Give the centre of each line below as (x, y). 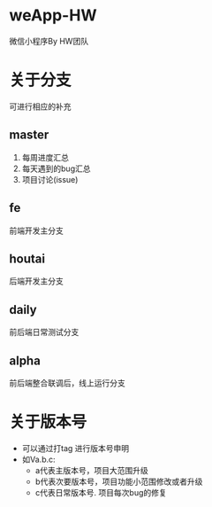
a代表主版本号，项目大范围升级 (91, 470)
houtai (27, 258)
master (29, 135)
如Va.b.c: (38, 459)
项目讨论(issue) (50, 179)
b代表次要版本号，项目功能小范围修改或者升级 (119, 481)
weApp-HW (53, 16)
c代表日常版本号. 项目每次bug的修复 (101, 492)
